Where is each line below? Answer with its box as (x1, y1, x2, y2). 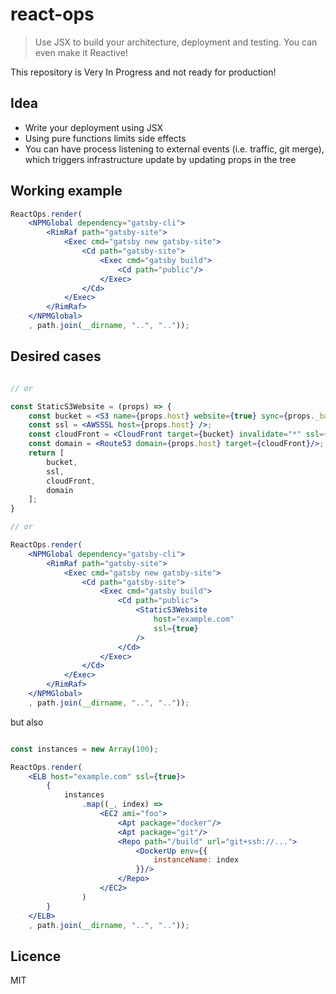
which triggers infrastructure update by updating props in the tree (24, 153, 297, 165)
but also (10, 716, 44, 728)
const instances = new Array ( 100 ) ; (10, 744, 159, 754)
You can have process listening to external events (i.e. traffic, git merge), (24, 143, 325, 155)
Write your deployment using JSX (24, 121, 164, 133)
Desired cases (10, 348, 102, 365)
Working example (10, 183, 123, 200)
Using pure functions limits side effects (24, 132, 187, 144)
